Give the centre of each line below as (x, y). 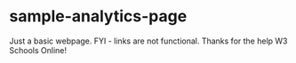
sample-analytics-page (98, 16)
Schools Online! (38, 50)
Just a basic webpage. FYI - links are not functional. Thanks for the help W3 (148, 41)
